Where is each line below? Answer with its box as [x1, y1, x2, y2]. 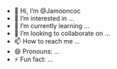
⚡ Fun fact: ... [13, 55, 53, 63]
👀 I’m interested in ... [13, 14, 74, 23]
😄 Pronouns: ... [13, 47, 60, 56]
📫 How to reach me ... [13, 37, 80, 45]
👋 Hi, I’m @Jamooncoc [13, 7, 82, 15]
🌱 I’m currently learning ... [13, 22, 90, 30]
